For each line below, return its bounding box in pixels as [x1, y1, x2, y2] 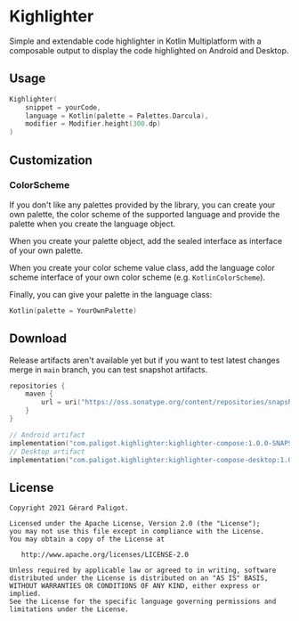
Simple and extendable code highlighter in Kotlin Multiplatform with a [9, 36, 262, 46]
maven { [25, 389, 53, 398]
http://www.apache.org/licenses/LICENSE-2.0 [20, 551, 190, 560]
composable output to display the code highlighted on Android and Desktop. [9, 45, 289, 55]
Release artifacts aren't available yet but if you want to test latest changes [9, 355, 280, 365]
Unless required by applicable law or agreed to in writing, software [9, 566, 277, 576]
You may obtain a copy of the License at [9, 535, 166, 544]
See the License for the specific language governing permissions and [9, 597, 277, 607]
